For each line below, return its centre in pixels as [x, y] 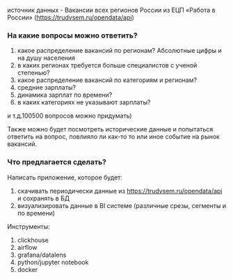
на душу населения [46, 58]
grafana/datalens [42, 255]
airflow [27, 247]
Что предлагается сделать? [57, 162]
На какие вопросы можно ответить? [72, 35]
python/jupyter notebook [53, 262]
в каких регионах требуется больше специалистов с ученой [107, 65]
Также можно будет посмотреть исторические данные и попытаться [110, 129]
